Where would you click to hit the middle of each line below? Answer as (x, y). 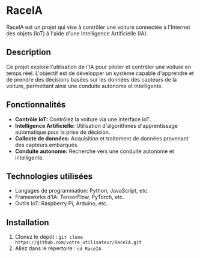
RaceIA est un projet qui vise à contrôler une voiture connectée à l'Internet (98, 27)
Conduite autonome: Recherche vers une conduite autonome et (94, 151)
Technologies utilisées (50, 176)
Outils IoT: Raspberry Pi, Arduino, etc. (61, 203)
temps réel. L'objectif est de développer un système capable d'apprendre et (100, 73)
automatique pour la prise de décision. (62, 132)
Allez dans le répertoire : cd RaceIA (58, 248)
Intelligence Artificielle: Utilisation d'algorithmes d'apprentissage (96, 125)
